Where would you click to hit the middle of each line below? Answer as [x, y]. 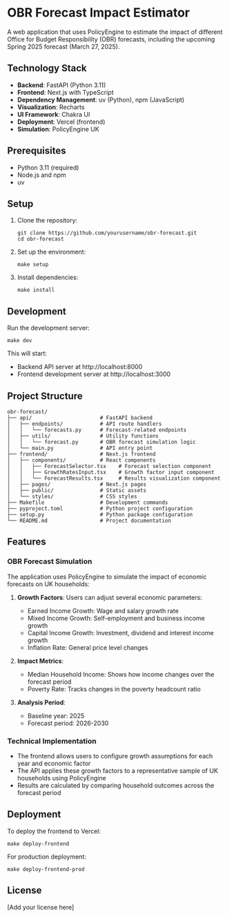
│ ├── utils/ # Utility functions [83, 436]
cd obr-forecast [40, 239]
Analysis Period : [41, 702]
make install [36, 290]
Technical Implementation [52, 741]
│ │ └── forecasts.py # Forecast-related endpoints [97, 430]
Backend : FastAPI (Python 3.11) [61, 85]
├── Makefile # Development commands [88, 503]
